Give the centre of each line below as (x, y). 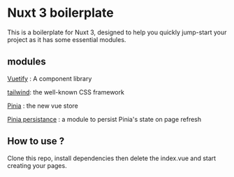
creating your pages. (37, 165)
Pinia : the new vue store (43, 106)
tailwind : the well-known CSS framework (66, 92)
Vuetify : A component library (50, 78)
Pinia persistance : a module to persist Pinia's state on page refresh (104, 119)
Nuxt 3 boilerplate (60, 13)
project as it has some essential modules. (67, 39)
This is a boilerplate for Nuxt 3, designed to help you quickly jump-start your (117, 32)
